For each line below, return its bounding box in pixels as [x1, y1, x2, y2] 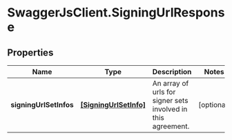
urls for [152, 87, 176, 97]
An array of [152, 79, 189, 88]
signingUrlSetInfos [10, 100, 74, 109]
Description [152, 67, 192, 76]
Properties [7, 47, 54, 58]
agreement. [152, 121, 190, 131]
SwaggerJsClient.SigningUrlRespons [7, 5, 225, 21]
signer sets [152, 96, 188, 105]
